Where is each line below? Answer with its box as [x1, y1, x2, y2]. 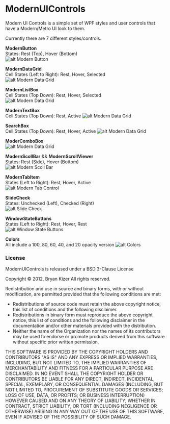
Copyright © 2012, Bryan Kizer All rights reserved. [5, 276, 111, 282]
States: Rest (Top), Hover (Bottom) [5, 51, 78, 57]
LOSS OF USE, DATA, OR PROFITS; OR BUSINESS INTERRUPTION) [5, 392, 145, 398]
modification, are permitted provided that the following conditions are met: [5, 291, 161, 297]
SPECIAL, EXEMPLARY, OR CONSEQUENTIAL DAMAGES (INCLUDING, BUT [5, 381, 164, 388]
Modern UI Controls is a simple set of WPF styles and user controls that [5, 20, 155, 26]
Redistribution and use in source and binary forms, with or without [5, 286, 144, 292]
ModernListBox [5, 86, 39, 92]
